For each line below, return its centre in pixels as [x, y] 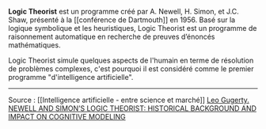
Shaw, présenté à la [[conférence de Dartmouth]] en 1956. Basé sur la [122, 20]
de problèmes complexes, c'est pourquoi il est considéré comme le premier [131, 69]
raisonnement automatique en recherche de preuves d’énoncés [112, 36]
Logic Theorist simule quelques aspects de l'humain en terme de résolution [131, 60]
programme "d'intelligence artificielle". [71, 77]
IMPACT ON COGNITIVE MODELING [67, 117]
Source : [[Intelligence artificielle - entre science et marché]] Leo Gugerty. [129, 100]
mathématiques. [34, 45]
